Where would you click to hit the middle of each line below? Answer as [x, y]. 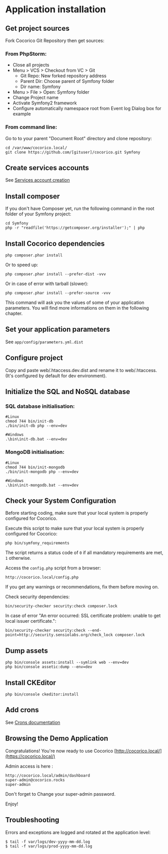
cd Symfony [17, 224]
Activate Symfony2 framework [45, 103]
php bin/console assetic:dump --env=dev [49, 667]
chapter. [14, 314]
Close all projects [31, 65]
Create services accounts [47, 168]
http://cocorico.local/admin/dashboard [48, 775]
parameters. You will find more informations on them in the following [77, 308]
